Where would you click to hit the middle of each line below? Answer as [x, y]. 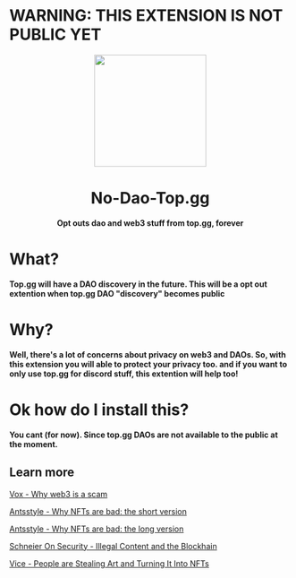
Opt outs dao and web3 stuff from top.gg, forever [150, 223]
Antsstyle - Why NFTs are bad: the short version [98, 511]
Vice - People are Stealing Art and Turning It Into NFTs [110, 563]
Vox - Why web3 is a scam [59, 494]
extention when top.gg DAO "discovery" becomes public [117, 293]
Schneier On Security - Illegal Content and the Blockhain [113, 546]
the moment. [34, 444]
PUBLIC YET [55, 35]
